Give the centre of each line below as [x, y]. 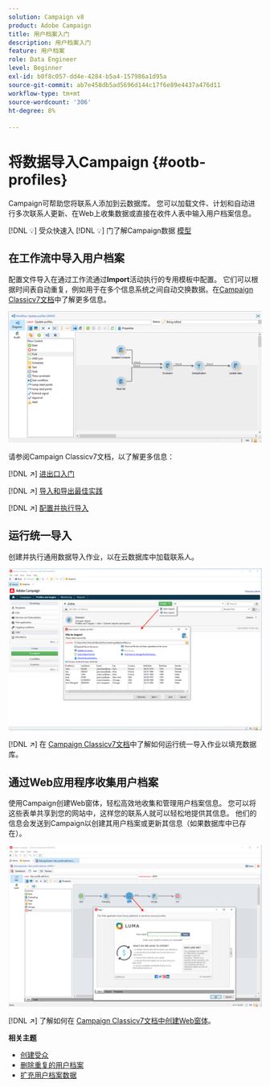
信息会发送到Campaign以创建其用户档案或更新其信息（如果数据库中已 [124, 824]
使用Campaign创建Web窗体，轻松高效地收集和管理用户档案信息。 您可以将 [132, 803]
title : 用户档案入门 [39, 34]
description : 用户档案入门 [50, 43]
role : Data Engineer [43, 60]
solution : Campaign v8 [46, 17]
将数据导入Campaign [79, 162]
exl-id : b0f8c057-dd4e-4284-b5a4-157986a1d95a [88, 77]
